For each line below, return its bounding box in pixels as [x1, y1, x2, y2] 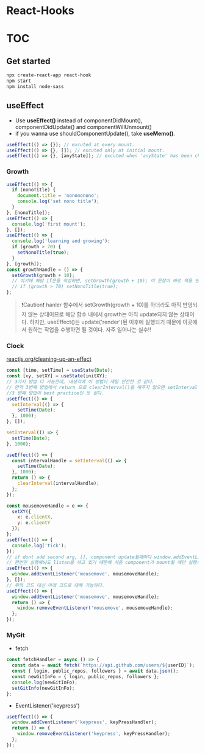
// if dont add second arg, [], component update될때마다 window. [6, 554, 174, 560]
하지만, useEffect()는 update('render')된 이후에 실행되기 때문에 [29, 319, 182, 326]
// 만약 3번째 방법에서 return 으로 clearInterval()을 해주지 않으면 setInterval [6, 384, 198, 390]
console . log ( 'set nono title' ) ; [17, 198, 99, 205]
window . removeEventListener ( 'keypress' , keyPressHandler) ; [17, 731, 171, 737]
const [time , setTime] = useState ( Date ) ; [6, 368, 113, 374]
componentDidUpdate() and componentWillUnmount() [15, 123, 153, 130]
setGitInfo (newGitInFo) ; [12, 685, 75, 691]
